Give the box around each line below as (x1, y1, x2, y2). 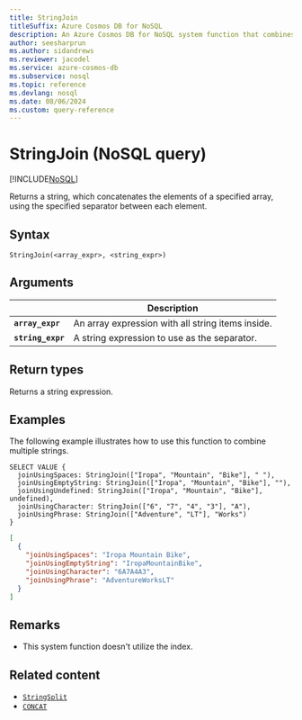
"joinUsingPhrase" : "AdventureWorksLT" (25, 575, 175, 585)
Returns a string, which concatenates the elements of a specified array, (9, 191, 274, 202)
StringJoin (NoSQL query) (9, 144, 207, 165)
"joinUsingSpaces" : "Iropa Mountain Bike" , (25, 551, 191, 560)
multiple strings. (9, 445, 69, 456)
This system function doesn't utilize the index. (22, 641, 193, 652)
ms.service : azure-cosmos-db (9, 64, 119, 73)
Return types (9, 362, 84, 378)
